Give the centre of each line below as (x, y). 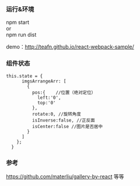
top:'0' (47, 103)
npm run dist (21, 35)
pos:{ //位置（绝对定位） (64, 92)
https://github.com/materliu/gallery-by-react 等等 (65, 176)
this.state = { (24, 76)
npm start (18, 22)
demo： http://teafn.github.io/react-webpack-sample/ (70, 47)
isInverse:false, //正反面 (63, 120)
